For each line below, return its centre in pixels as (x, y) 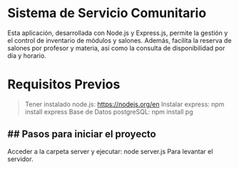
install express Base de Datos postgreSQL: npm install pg (109, 111)
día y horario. (27, 56)
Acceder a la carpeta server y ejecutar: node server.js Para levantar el (110, 151)
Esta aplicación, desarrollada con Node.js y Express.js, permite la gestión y (118, 33)
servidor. (20, 159)
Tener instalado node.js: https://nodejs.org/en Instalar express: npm (124, 104)
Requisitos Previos (64, 84)
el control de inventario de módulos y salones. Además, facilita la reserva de (119, 40)
